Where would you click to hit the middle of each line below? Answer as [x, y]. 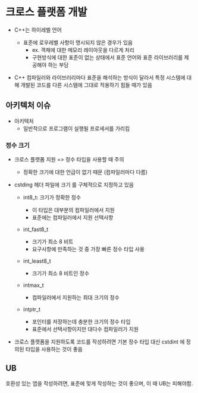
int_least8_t [37, 261]
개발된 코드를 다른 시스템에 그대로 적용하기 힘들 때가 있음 [87, 85]
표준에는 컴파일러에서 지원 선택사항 [73, 217]
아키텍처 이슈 [28, 106]
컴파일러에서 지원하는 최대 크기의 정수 [76, 298]
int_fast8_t [36, 229]
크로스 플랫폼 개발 [46, 12]
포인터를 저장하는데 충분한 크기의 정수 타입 [81, 322]
